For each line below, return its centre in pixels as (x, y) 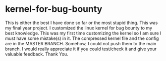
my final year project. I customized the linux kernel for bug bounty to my (79, 28)
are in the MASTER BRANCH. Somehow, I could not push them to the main (81, 43)
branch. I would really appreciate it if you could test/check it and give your (81, 49)
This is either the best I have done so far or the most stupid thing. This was (82, 23)
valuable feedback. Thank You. (37, 54)
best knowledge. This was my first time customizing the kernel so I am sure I (83, 33)
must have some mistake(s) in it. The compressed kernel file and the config (82, 38)
